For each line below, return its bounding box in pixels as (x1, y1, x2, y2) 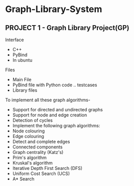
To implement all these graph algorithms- (5, 97, 90, 103)
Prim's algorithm (12, 154, 47, 160)
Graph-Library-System (5, 4, 102, 15)
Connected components (12, 144, 63, 150)
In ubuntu (12, 57, 33, 63)
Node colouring (12, 128, 45, 134)
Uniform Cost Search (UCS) (12, 170, 70, 176)
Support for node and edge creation (12, 112, 87, 118)
